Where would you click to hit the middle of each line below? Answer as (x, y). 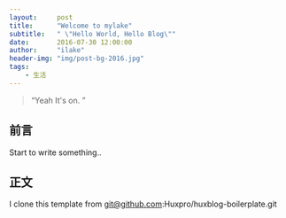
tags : (19, 67)
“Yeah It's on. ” (58, 100)
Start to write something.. (55, 152)
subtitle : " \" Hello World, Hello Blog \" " (93, 34)
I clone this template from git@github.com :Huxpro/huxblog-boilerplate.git (143, 204)
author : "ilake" (47, 51)
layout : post (41, 17)
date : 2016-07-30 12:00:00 (71, 42)
